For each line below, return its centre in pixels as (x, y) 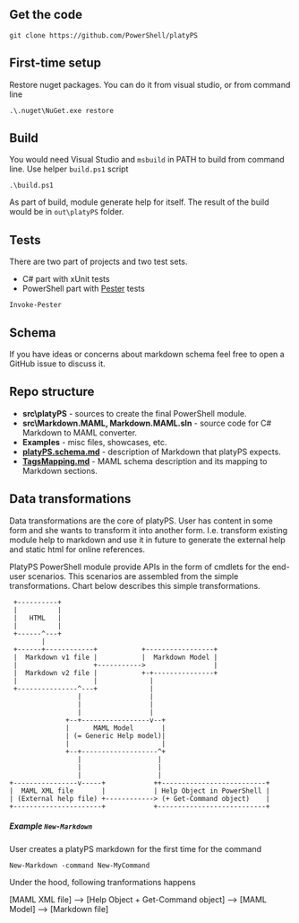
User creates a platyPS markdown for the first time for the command (136, 848)
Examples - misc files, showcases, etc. (94, 442)
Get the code (46, 15)
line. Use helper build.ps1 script (69, 169)
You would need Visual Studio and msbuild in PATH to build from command (147, 160)
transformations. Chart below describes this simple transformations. (135, 585)
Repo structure (52, 392)
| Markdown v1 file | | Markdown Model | (115, 657)
